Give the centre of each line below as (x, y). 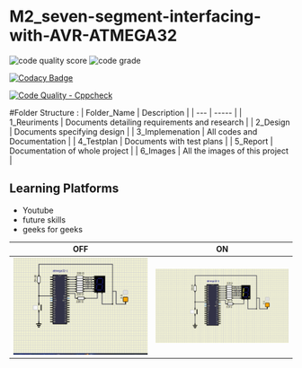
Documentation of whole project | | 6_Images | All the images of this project (149, 151)
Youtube (38, 210)
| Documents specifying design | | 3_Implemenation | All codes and (133, 131)
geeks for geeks (53, 229)
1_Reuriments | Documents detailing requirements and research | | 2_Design (150, 122)
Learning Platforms (64, 189)
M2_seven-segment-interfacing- (135, 17)
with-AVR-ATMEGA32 (93, 35)
